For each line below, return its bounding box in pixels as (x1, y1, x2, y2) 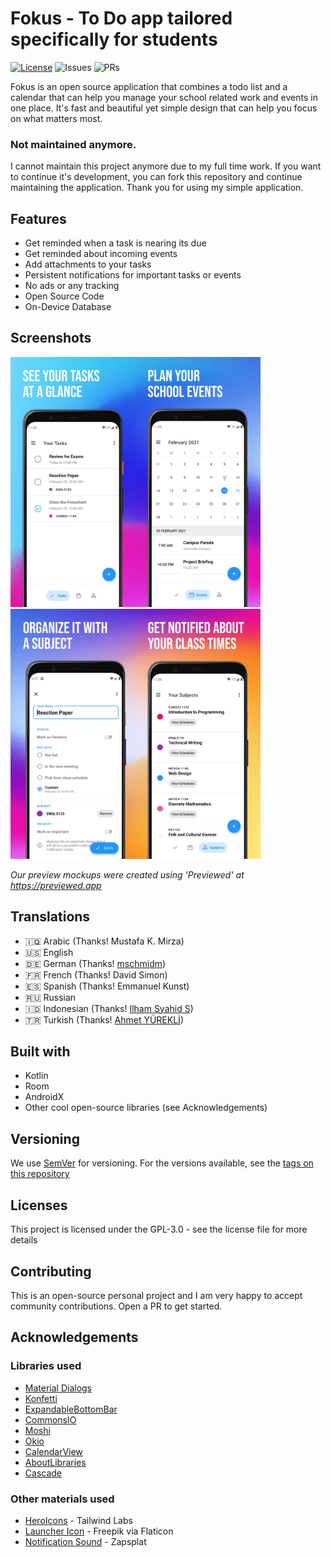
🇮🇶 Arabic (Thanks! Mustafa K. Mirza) (24, 935, 185, 947)
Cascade (24, 1467, 63, 1479)
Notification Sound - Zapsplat (24, 1535, 147, 1547)
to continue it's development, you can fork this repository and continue (10, 171, 303, 183)
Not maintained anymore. (10, 137, 137, 151)
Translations (10, 908, 91, 926)
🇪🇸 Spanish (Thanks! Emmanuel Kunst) (24, 980, 190, 992)
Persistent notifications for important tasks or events (24, 269, 242, 281)
